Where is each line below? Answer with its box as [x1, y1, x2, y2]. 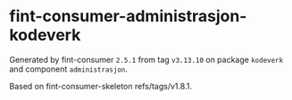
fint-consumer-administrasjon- [9, 6, 247, 27]
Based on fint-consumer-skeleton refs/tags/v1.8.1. [9, 81, 192, 91]
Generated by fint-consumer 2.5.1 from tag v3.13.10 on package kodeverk [9, 54, 284, 65]
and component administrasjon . [9, 64, 128, 74]
